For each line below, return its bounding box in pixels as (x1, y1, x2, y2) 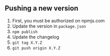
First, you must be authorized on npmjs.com (12, 17, 105, 23)
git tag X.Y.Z (12, 40, 42, 45)
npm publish (12, 29, 38, 35)
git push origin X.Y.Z (12, 45, 61, 50)
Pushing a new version (5, 4, 78, 13)
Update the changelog (12, 34, 60, 40)
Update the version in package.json (12, 23, 86, 29)
